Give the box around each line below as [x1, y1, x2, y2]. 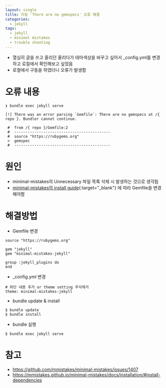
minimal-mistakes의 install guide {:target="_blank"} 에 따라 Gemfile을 [12, 184, 152, 190]
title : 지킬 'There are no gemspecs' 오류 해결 [5, 12, 100, 17]
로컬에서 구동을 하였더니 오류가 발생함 [12, 67, 86, 73]
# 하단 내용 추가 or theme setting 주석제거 [5, 284, 89, 290]
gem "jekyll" [5, 247, 32, 252]
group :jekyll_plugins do [5, 260, 59, 265]
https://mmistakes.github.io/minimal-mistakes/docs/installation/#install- [12, 371, 161, 377]
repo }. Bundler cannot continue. [5, 116, 77, 121]
